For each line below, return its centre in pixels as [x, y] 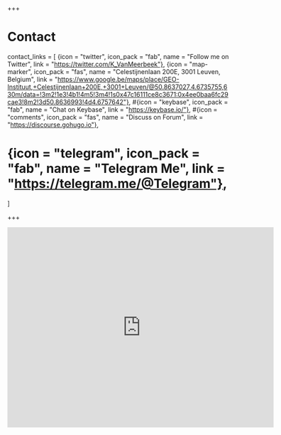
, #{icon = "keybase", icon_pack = [178, 102]
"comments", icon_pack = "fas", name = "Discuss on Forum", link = [105, 117]
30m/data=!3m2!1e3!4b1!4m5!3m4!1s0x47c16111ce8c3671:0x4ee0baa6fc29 [118, 94]
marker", [20, 71]
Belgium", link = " [33, 79]
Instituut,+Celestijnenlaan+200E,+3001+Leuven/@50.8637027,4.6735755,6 [117, 87]
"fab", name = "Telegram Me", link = [116, 169]
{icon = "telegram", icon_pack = [104, 153]
